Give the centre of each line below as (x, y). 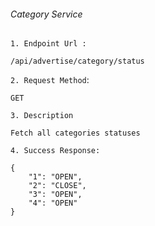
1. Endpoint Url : (48, 44)
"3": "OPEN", (55, 195)
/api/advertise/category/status (77, 61)
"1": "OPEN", (55, 177)
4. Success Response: (55, 151)
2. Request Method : (50, 80)
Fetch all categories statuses (75, 133)
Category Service (46, 14)
